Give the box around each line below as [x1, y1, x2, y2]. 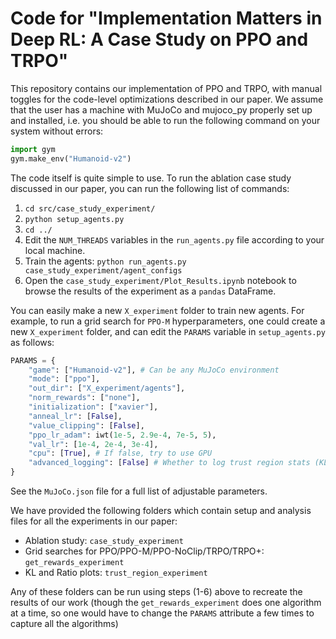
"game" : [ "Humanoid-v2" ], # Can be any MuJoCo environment [28, 365, 280, 375]
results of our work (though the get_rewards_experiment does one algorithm [10, 597, 322, 609]
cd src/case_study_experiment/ [24, 203, 156, 214]
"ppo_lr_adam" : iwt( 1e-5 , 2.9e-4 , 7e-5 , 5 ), [28, 430, 217, 440]
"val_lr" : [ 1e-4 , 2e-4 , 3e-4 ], [28, 439, 159, 449]
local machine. [24, 244, 86, 256]
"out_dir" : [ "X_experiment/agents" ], [28, 383, 186, 394]
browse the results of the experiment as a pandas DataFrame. [24, 285, 277, 297]
